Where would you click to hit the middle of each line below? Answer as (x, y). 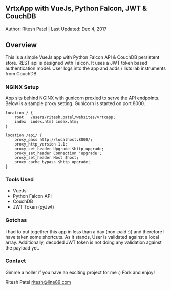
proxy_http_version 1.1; (41, 144)
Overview (21, 45)
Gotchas (16, 220)
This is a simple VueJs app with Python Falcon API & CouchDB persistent (82, 57)
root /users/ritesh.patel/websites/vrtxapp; (65, 117)
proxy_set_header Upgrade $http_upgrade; (59, 149)
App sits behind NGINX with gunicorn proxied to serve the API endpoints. (82, 98)
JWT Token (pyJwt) (34, 207)
